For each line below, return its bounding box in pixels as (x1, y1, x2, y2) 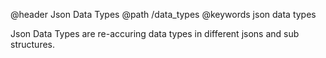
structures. (10, 39, 55, 50)
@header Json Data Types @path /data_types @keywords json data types (10, 9, 317, 20)
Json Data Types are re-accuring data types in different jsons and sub (10, 28, 300, 39)
